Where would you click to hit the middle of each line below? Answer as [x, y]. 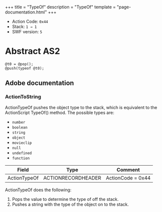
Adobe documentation [39, 83]
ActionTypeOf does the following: [38, 190]
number [19, 122]
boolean [20, 127]
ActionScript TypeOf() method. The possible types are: [60, 113]
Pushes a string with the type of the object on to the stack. [70, 204]
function [21, 158]
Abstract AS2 [33, 51]
